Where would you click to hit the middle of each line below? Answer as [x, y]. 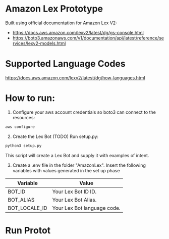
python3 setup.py [23, 146]
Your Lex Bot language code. [86, 208]
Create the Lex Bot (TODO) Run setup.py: [55, 136]
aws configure [20, 127]
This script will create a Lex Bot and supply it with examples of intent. [77, 155]
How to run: [30, 98]
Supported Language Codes [65, 64]
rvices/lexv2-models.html [39, 43]
